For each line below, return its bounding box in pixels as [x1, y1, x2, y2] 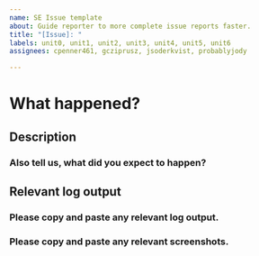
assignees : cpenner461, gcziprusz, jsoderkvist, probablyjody [9, 47, 247, 56]
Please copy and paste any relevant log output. [9, 211, 219, 224]
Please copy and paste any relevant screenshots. [9, 235, 229, 248]
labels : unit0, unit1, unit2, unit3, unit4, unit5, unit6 [9, 38, 231, 48]
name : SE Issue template [9, 13, 103, 23]
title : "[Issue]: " [9, 30, 83, 39]
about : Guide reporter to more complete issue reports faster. [9, 22, 252, 31]
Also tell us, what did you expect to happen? [9, 156, 207, 169]
